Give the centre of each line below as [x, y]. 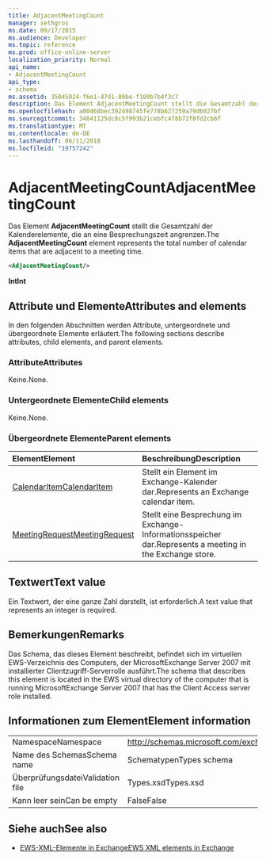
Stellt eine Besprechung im [192, 514]
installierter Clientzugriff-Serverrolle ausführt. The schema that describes [127, 671]
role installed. [30, 696]
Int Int [17, 281]
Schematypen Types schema [180, 760]
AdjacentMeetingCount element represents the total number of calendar [127, 243]
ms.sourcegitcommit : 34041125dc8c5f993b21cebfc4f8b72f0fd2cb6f [115, 119]
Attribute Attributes [46, 362]
